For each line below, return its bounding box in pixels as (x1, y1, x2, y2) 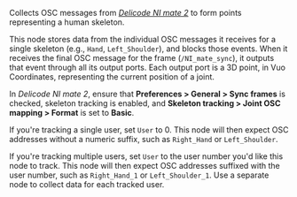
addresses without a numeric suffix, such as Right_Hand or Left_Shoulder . (9, 134, 278, 144)
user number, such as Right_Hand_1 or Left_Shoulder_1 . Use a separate (9, 170, 270, 180)
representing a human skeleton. (9, 17, 125, 27)
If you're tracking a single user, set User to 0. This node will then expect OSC (9, 125, 289, 135)
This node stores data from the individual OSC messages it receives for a (9, 34, 277, 44)
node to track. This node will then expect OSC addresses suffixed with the (9, 161, 281, 170)
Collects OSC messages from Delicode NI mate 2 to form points (9, 8, 242, 18)
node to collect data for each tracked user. (9, 179, 165, 189)
